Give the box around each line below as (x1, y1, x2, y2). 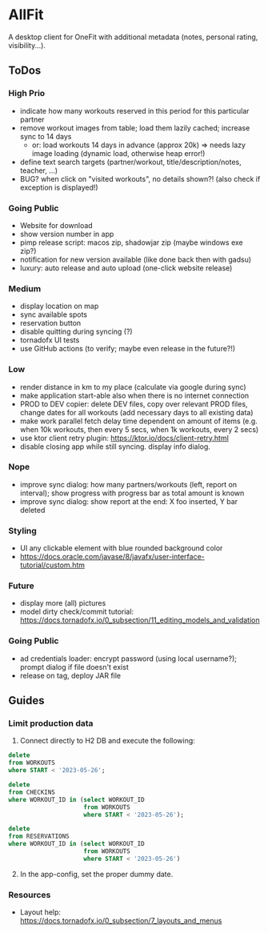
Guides (8, 694, 46, 707)
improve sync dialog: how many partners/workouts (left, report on (19, 479, 238, 489)
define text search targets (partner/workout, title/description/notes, (19, 157, 242, 166)
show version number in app (19, 229, 114, 238)
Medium (8, 282, 42, 294)
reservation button (19, 318, 82, 328)
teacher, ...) (19, 166, 58, 175)
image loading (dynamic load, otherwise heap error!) (31, 148, 206, 158)
